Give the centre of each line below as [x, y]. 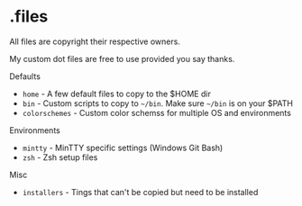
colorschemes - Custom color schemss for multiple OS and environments [156, 112]
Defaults [25, 76]
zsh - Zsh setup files [60, 157]
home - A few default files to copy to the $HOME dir [117, 94]
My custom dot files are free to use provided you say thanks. [122, 58]
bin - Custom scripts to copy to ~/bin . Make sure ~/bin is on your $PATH [158, 103]
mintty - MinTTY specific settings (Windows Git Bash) [123, 148]
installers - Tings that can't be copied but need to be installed [140, 192]
